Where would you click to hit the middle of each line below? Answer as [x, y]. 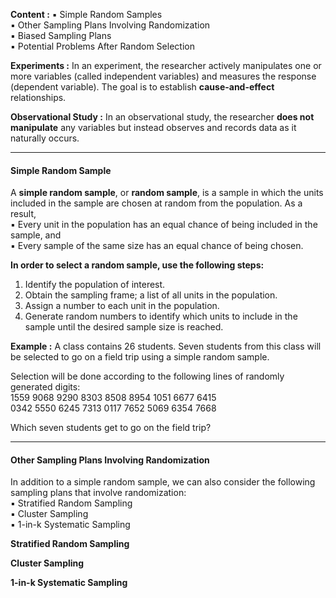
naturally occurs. [45, 138]
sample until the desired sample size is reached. [124, 327]
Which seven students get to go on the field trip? [111, 428]
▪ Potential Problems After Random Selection [102, 46]
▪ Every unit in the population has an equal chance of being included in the [164, 225]
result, [23, 214]
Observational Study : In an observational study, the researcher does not [162, 117]
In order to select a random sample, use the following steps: [137, 265]
